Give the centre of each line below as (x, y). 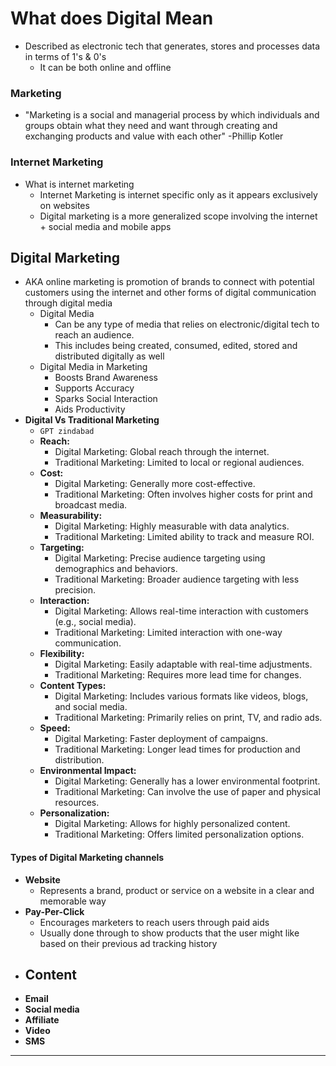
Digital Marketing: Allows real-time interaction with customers (181, 611)
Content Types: (73, 686)
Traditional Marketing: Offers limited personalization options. (179, 834)
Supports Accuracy (94, 388)
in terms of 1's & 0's (65, 56)
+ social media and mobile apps (105, 226)
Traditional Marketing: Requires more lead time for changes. (178, 675)
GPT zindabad (67, 432)
